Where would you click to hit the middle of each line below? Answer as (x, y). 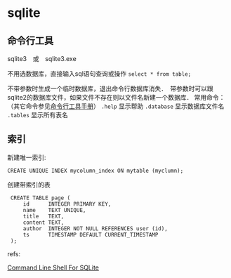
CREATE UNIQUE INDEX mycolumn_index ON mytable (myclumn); (95, 171)
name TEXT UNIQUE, (54, 210)
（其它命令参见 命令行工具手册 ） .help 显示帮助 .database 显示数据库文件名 (116, 106)
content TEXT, (44, 223)
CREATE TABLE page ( (40, 198)
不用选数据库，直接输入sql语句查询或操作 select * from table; (99, 74)
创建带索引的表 (29, 185)
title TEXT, (44, 216)
